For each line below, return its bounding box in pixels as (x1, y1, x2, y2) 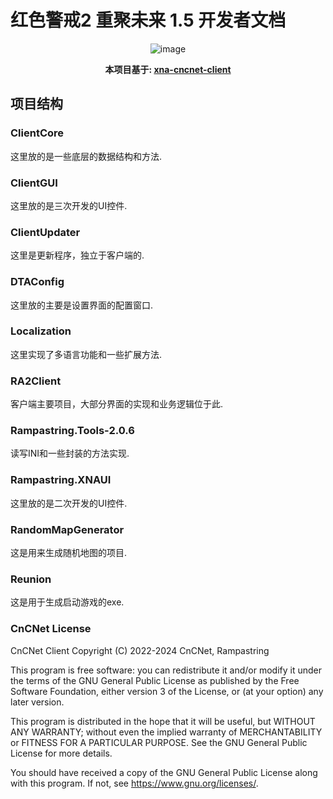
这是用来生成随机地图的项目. (10, 547, 128, 558)
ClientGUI (10, 176, 58, 190)
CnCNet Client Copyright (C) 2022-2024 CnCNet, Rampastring (10, 644, 270, 656)
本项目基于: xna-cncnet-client (104, 63, 232, 75)
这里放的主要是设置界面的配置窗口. (10, 299, 154, 311)
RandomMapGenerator (10, 522, 125, 536)
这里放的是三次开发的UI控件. (10, 199, 128, 211)
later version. (10, 696, 65, 708)
